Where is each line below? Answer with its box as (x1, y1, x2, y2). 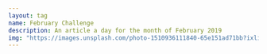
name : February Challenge (8, 19, 94, 27)
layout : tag (8, 11, 48, 20)
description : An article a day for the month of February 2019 (8, 26, 222, 34)
